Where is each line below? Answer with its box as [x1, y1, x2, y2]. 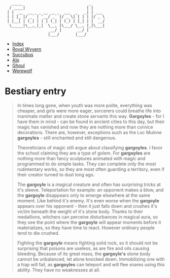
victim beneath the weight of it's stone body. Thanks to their [17, 208, 143, 214]
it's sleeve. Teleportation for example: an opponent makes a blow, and [17, 187, 164, 193]
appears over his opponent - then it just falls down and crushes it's [17, 203, 158, 209]
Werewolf [12, 68, 32, 74]
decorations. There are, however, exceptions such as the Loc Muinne [17, 129, 162, 135]
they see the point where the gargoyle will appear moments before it [17, 219, 161, 225]
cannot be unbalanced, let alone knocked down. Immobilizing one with [17, 256, 165, 262]
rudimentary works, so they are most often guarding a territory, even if [17, 166, 164, 172]
